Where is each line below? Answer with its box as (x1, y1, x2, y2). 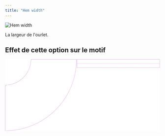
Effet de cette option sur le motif (5, 46, 106, 54)
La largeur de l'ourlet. (5, 32, 49, 37)
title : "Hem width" (5, 8, 45, 13)
